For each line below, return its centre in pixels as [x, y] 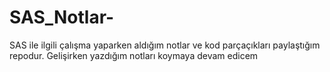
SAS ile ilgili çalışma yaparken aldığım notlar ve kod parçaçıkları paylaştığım [165, 45]
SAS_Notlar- [62, 17]
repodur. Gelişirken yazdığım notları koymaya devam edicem [134, 55]
